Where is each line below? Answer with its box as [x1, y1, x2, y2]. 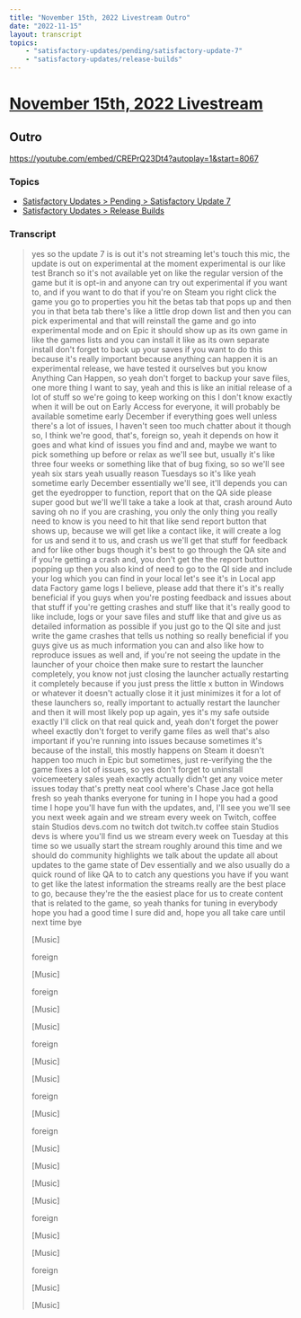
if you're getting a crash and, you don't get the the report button [31, 553, 270, 564]
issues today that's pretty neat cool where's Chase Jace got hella [31, 783, 274, 793]
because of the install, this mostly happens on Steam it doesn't [31, 745, 265, 756]
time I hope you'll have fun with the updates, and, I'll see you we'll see [31, 801, 291, 813]
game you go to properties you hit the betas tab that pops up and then [31, 296, 292, 306]
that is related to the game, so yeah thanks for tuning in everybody [31, 898, 279, 908]
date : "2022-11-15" [9, 22, 83, 31]
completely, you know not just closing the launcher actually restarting [31, 668, 289, 679]
